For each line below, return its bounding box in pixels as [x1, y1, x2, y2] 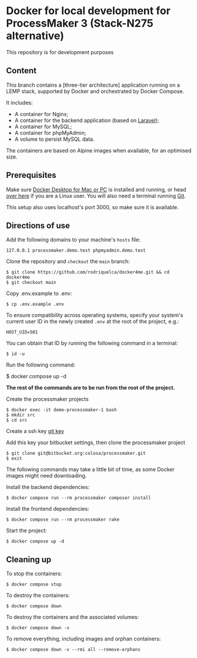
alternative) [6, 29, 65, 42]
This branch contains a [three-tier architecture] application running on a [6, 81, 181, 88]
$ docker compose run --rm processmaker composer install [6, 495, 151, 501]
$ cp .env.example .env [6, 302, 65, 307]
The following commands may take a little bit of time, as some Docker [6, 466, 175, 473]
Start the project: [6, 527, 47, 534]
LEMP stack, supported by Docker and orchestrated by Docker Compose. [6, 87, 185, 95]
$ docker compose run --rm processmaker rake [6, 517, 119, 523]
